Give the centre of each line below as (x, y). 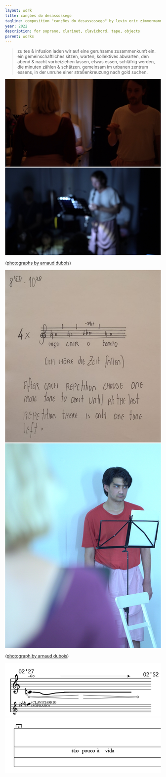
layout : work (19, 10)
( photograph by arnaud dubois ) (37, 656)
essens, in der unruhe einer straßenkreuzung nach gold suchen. (83, 72)
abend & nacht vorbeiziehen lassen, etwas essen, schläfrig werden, (86, 61)
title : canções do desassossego (38, 16)
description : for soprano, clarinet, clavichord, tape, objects (73, 31)
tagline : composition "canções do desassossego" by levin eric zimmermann (84, 21)
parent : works (20, 37)
